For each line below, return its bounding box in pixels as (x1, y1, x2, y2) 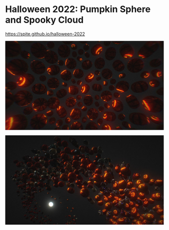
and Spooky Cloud (5, 14, 84, 26)
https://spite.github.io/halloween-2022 (5, 31, 86, 37)
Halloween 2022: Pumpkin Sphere (5, 4, 151, 15)
